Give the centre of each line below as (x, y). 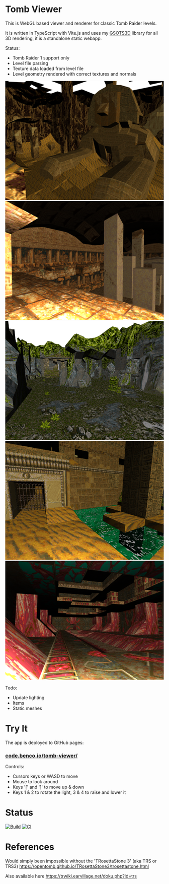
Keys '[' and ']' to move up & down (48, 787)
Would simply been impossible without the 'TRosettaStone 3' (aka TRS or (81, 861)
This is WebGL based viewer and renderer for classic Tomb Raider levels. (81, 23)
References (30, 847)
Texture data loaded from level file (48, 69)
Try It (16, 729)
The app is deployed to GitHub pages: (45, 742)
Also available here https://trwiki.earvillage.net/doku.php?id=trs (71, 876)
